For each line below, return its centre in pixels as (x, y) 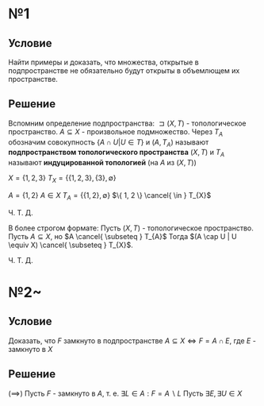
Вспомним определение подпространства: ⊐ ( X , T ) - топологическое (128, 123)
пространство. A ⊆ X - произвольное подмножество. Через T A (116, 132)
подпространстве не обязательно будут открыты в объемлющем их (124, 71)
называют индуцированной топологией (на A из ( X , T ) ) (102, 163)
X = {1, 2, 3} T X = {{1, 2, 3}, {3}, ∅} (62, 179)
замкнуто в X (31, 349)
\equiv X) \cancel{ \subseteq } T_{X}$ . (71, 245)
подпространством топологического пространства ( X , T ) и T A (116, 153)
